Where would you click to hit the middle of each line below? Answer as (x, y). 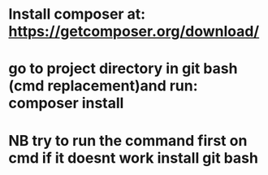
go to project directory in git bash (123, 69)
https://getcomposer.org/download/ (134, 31)
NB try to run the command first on (128, 140)
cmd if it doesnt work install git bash (133, 157)
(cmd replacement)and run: (103, 86)
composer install (66, 103)
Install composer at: (77, 14)
